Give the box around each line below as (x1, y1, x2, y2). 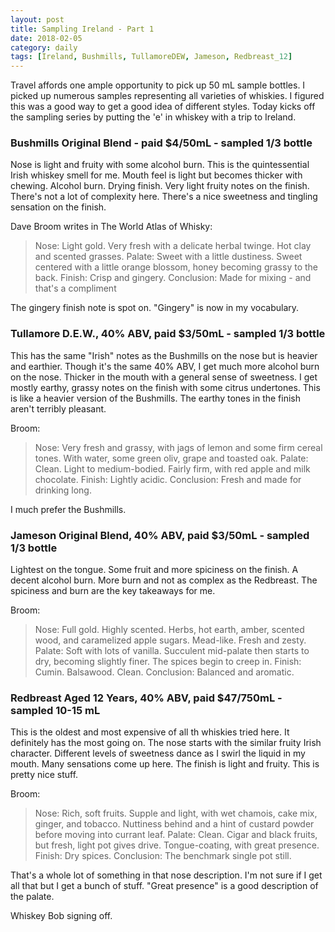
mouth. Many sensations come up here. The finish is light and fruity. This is (10, 758, 320, 770)
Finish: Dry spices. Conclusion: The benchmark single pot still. (34, 850, 292, 862)
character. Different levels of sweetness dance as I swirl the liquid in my (10, 747, 306, 760)
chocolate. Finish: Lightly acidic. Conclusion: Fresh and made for (34, 473, 302, 485)
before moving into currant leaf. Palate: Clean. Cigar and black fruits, (34, 829, 318, 841)
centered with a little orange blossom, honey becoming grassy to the (34, 261, 318, 273)
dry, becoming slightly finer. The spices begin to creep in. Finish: (34, 656, 302, 668)
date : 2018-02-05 (10, 33, 83, 43)
